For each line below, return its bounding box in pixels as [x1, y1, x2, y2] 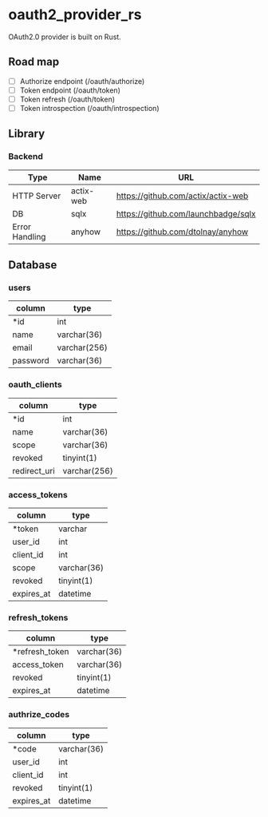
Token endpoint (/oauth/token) [19, 85, 121, 95]
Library [8, 127, 45, 141]
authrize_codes [8, 709, 70, 720]
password [12, 355, 49, 367]
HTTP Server [12, 190, 61, 201]
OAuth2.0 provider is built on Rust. [8, 32, 121, 42]
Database [8, 258, 57, 272]
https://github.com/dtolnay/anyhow [116, 226, 249, 237]
